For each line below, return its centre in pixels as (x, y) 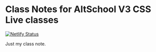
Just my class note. (26, 43)
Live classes (32, 20)
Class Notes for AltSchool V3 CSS (78, 9)
